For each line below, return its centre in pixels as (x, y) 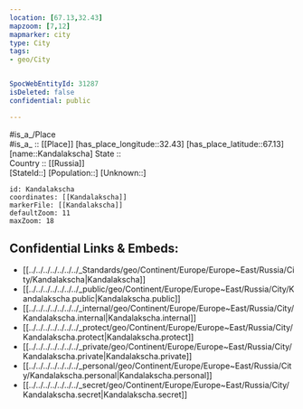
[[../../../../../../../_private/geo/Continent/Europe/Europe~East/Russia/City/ (157, 347)
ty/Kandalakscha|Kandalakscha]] (84, 280)
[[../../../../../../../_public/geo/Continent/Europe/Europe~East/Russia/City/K (158, 289)
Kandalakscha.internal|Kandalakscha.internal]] (109, 318)
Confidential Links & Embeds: (94, 249)
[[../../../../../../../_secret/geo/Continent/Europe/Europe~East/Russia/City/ (156, 386)
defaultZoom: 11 (40, 213)
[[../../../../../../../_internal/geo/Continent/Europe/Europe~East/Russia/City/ (158, 309)
